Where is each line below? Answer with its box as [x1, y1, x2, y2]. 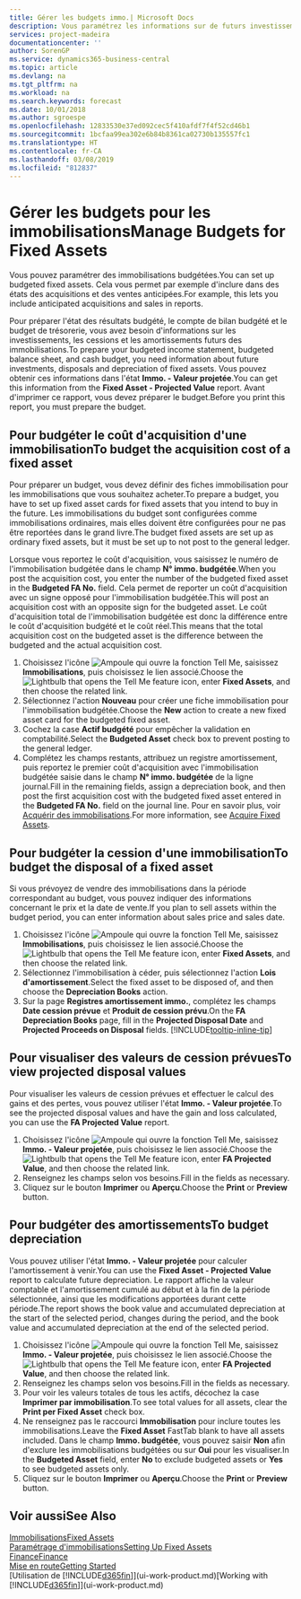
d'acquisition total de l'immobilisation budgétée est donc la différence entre [9, 611, 288, 622]
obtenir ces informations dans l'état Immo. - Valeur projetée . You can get [9, 373, 278, 384]
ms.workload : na [9, 88, 70, 97]
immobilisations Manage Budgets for [9, 221, 286, 241]
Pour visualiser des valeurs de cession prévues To [9, 1051, 292, 1066]
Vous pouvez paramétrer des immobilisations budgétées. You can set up [9, 270, 275, 281]
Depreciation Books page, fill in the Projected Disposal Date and [21, 1015, 264, 1026]
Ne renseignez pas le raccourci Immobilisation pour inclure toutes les [21, 1415, 281, 1427]
